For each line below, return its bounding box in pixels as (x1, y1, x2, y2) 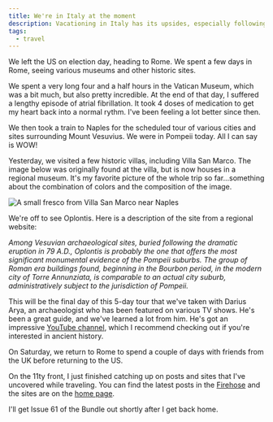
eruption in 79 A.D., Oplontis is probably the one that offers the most (8, 246, 238, 256)
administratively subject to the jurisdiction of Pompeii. (8, 281, 188, 291)
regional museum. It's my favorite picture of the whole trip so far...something (8, 173, 265, 183)
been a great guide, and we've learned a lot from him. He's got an (8, 314, 229, 324)
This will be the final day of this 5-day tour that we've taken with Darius (8, 297, 247, 307)
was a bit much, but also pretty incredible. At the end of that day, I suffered (8, 90, 259, 100)
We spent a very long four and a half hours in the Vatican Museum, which (8, 81, 254, 91)
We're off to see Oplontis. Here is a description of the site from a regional (8, 213, 253, 224)
